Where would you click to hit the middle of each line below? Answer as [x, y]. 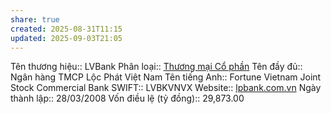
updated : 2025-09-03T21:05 [66, 38]
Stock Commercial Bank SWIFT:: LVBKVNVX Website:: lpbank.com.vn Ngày [166, 88]
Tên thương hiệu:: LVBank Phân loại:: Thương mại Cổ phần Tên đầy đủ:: [156, 67]
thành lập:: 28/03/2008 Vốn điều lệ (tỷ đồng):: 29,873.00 [127, 98]
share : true [35, 19]
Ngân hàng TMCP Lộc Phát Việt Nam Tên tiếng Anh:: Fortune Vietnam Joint [166, 77]
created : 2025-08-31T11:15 [66, 29]
